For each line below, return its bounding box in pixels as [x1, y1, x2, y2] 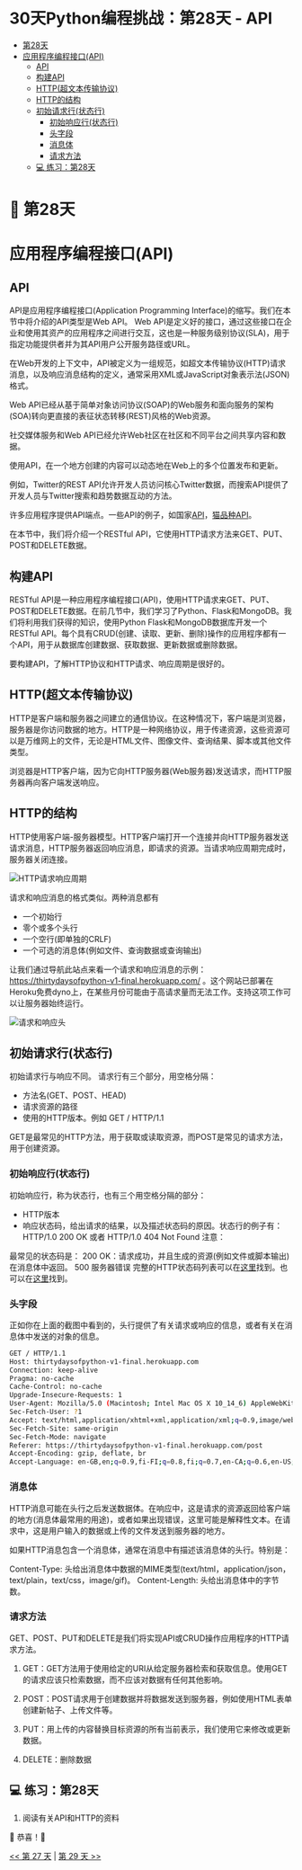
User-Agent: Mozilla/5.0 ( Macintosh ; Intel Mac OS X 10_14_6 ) [9, 1399, 247, 1408]
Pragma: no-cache [9, 1374, 75, 1383]
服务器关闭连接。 [9, 853, 73, 864]
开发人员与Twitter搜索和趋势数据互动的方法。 [9, 491, 177, 502]
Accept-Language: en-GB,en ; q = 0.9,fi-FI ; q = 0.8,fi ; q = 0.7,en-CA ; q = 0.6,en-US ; [9, 1457, 296, 1466]
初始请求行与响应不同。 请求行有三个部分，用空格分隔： [9, 1071, 217, 1082]
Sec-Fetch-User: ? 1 [9, 1408, 83, 1417]
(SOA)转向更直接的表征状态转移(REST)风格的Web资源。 [9, 411, 216, 422]
